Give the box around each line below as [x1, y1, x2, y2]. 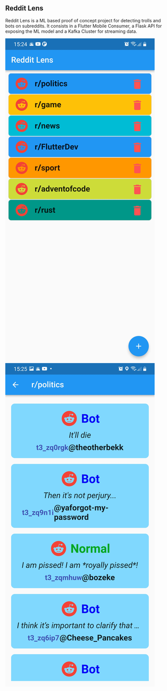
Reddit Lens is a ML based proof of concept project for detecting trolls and [5, 17, 161, 23]
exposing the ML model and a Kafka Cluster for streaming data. [5, 28, 138, 34]
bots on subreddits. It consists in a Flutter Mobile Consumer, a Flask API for [5, 23, 162, 29]
